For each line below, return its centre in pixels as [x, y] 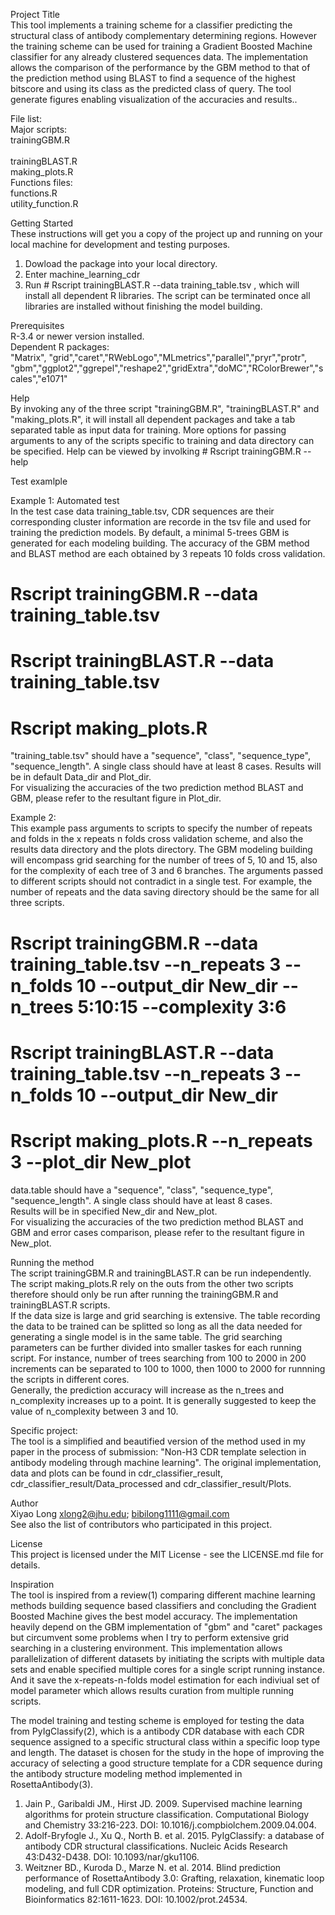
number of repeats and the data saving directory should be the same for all [165, 892]
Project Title [35, 14]
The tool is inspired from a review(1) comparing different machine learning [163, 1595]
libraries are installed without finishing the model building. [143, 306]
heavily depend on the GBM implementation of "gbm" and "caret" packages [166, 1626]
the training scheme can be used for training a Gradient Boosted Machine [161, 46]
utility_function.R [44, 203]
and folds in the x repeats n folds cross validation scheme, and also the [157, 839]
